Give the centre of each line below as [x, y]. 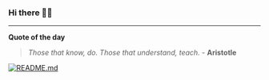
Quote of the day [37, 37]
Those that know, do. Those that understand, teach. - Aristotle [132, 53]
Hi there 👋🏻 [30, 13]
